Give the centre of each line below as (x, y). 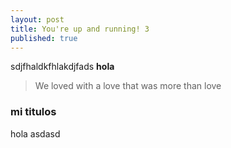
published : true (44, 38)
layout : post (37, 19)
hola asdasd (35, 133)
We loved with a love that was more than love (128, 86)
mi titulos (33, 112)
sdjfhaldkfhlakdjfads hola (62, 67)
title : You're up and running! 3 (80, 29)
